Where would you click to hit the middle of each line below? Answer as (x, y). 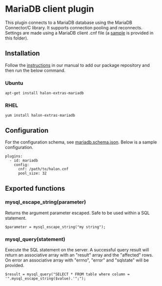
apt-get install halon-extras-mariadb (44, 93)
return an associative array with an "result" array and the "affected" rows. (79, 255)
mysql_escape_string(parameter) (46, 202)
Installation (22, 53)
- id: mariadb (24, 161)
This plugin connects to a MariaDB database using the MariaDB (69, 22)
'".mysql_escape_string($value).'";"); (46, 279)
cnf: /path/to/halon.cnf (43, 169)
